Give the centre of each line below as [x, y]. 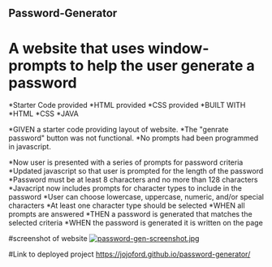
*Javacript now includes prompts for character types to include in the [125, 188]
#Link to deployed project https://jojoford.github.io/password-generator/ [130, 254]
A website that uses [77, 48]
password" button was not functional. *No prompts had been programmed [134, 138]
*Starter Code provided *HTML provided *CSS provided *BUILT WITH [127, 106]
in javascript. [30, 147]
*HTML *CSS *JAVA [43, 114]
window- [178, 48]
